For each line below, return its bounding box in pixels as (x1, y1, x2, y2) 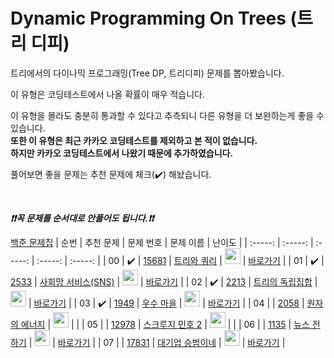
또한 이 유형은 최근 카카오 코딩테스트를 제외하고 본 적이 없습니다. (10, 134, 258, 146)
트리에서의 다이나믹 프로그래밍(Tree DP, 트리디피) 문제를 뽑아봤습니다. (10, 67, 285, 79)
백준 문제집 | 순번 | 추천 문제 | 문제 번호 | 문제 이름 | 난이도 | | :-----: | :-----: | (10, 236, 314, 248)
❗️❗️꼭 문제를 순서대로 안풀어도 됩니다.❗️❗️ (10, 212, 155, 224)
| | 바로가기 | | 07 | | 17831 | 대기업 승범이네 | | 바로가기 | (28, 336, 286, 348)
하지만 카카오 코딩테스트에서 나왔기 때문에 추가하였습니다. (10, 147, 234, 159)
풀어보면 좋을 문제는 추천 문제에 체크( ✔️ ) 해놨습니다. (10, 168, 212, 180)
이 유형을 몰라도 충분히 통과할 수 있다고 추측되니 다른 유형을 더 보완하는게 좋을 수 (10, 109, 325, 121)
